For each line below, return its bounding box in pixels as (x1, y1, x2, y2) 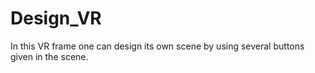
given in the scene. (10, 50, 89, 62)
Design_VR (10, 7, 102, 30)
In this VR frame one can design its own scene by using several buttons (10, 40, 305, 52)
